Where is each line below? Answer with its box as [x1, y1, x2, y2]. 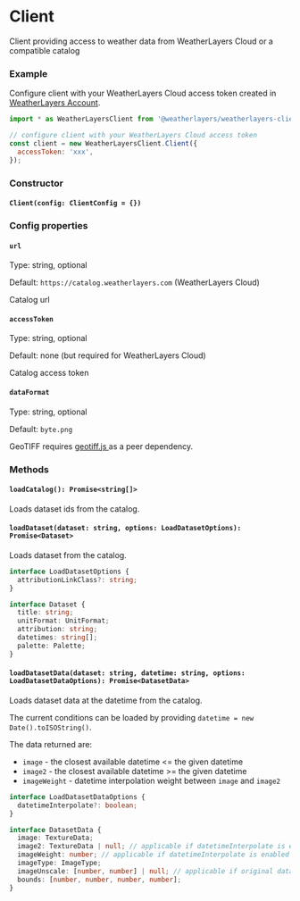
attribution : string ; [17, 625, 98, 634]
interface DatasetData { [9, 825, 102, 834]
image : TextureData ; [17, 833, 94, 843]
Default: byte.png [9, 423, 73, 434]
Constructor [9, 177, 64, 189]
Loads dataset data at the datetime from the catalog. [9, 695, 203, 705]
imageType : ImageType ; [17, 859, 102, 868]
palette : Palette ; [17, 641, 87, 650]
